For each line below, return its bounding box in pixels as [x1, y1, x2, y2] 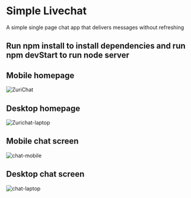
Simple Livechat [6, 4, 87, 18]
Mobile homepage [6, 70, 75, 81]
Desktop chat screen [6, 169, 85, 179]
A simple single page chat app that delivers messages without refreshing [6, 24, 184, 31]
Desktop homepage [6, 103, 81, 113]
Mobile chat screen [6, 136, 79, 146]
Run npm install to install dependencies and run [6, 41, 186, 51]
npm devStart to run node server [6, 50, 129, 60]
